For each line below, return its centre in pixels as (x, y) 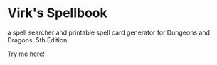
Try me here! (26, 54)
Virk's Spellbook (58, 13)
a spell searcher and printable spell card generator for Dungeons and (108, 32)
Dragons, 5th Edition (37, 40)
